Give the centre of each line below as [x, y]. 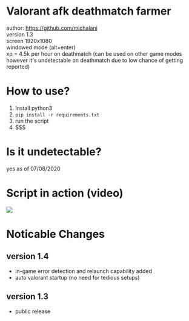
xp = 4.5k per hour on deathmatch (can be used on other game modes [94, 53]
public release [33, 311]
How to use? [38, 91]
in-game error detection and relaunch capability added [84, 271]
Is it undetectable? [54, 152]
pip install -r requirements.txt [57, 115]
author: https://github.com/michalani [52, 28]
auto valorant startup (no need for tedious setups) [78, 277]
